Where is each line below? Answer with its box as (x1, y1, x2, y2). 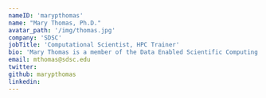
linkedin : (8, 77, 41, 85)
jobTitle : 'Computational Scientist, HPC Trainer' (8, 41, 180, 49)
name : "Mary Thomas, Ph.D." (8, 19, 102, 27)
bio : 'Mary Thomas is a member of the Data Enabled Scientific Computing (8, 48, 259, 56)
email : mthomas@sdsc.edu (8, 56, 91, 64)
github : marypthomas (8, 70, 77, 78)
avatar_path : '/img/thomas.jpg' (8, 26, 115, 34)
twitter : (8, 63, 37, 71)
